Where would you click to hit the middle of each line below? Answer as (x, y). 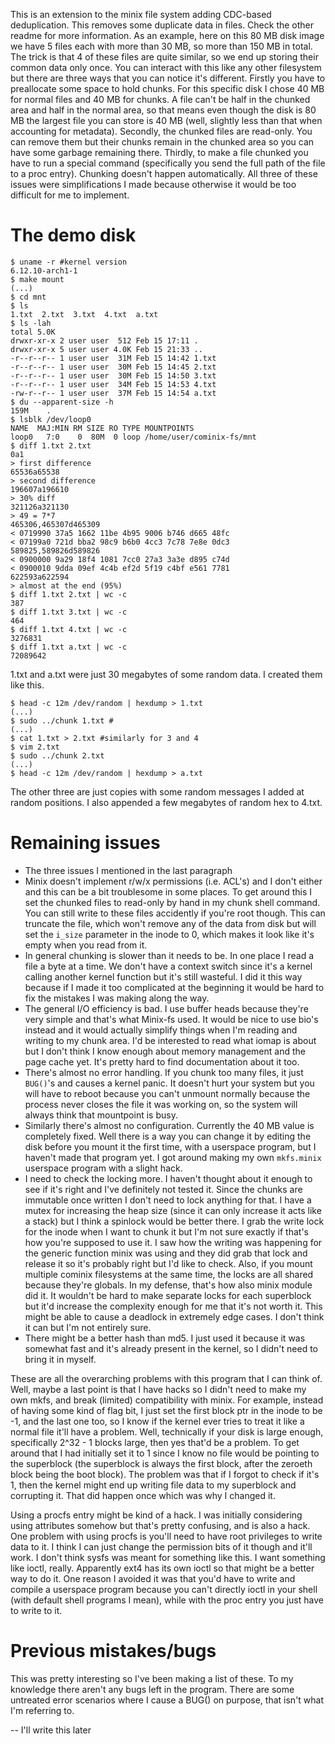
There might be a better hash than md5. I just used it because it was (165, 1338)
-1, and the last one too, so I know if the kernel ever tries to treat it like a (157, 1421)
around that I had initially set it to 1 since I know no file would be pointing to (165, 1453)
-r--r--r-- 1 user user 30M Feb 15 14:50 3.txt (113, 375)
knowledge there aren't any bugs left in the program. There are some (152, 1689)
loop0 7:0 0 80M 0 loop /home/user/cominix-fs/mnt (133, 437)
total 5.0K (33, 332)
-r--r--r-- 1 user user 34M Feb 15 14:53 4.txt (113, 384)
